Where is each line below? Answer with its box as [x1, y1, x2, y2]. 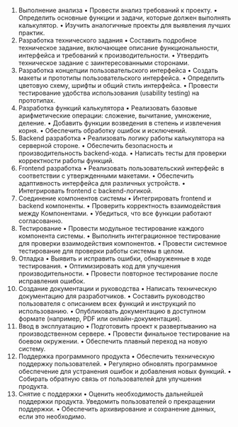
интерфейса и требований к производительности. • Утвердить [18, 51, 209, 59]
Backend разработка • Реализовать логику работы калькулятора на [18, 134, 225, 142]
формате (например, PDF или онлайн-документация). [18, 314, 182, 323]
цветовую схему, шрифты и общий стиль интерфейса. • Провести [18, 81, 219, 89]
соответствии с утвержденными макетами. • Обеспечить [18, 171, 194, 180]
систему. [18, 345, 46, 353]
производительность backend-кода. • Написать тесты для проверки [18, 149, 227, 157]
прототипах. [18, 96, 56, 105]
